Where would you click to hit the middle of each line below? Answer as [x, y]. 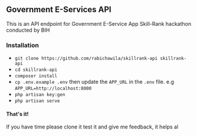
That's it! [17, 114]
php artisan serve [37, 101]
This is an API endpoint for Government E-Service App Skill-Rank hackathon [99, 23]
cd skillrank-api [36, 70]
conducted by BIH [28, 30]
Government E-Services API [59, 10]
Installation [23, 45]
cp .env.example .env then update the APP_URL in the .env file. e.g [94, 82]
